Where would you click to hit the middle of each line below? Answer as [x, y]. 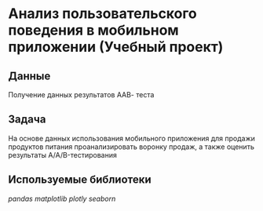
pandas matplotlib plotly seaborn [62, 198]
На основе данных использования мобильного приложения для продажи [131, 138]
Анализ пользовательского [103, 14]
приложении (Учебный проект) [116, 47]
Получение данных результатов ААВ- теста [81, 95]
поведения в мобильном [93, 30]
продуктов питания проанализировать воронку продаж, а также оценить [131, 147]
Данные [29, 76]
